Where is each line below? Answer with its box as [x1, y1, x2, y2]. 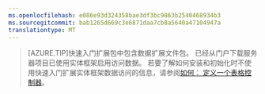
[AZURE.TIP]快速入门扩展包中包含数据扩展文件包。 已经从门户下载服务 [27, 49, 258, 58]
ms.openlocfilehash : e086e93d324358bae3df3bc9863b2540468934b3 [8, 11, 221, 20]
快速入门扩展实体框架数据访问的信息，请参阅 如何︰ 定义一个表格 [34, 68, 245, 78]
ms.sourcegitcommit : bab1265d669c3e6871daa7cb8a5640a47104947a [8, 19, 221, 27]
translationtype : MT [8, 26, 77, 34]
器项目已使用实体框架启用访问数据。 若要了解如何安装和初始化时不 [27, 58, 245, 67]
